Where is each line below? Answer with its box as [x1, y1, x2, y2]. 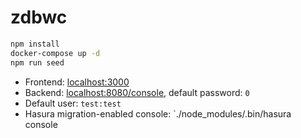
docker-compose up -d [10, 48, 101, 58]
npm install [10, 39, 60, 49]
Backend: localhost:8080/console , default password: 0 [24, 86, 250, 98]
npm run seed [10, 57, 65, 68]
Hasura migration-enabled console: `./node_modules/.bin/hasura [24, 107, 292, 120]
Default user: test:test [24, 97, 122, 109]
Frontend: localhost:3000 [24, 76, 130, 88]
